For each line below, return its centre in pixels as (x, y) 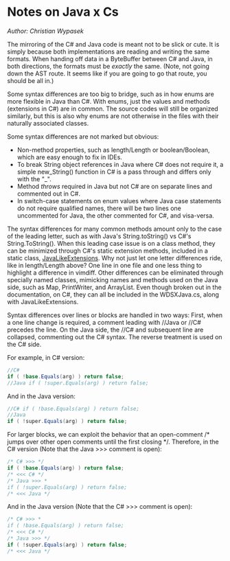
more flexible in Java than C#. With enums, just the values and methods (109, 101)
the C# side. (24, 344)
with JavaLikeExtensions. (43, 301)
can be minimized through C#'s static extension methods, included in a (107, 251)
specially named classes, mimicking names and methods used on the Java (113, 279)
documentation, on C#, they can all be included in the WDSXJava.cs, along (113, 294)
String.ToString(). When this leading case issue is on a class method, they (111, 243)
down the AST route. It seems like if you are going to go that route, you (107, 73)
